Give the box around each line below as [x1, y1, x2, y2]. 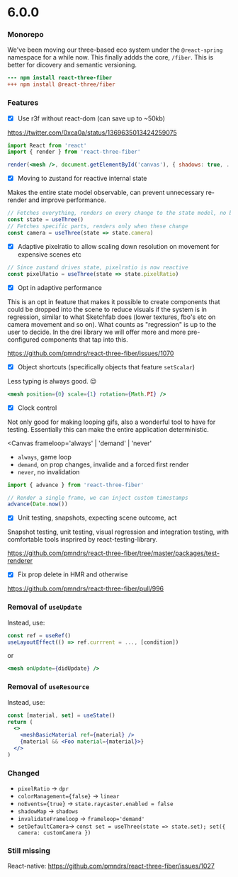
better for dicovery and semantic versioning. [7, 61, 137, 69]
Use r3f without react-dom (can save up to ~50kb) [17, 114, 165, 123]
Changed [7, 768, 40, 778]
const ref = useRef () [7, 632, 72, 639]
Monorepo [7, 30, 44, 40]
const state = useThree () [7, 216, 84, 223]
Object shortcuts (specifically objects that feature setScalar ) [17, 362, 195, 371]
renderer [7, 557, 33, 565]
